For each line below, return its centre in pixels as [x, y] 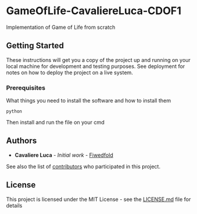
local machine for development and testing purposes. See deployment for [96, 66]
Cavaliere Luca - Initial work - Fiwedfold [64, 155]
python [14, 111]
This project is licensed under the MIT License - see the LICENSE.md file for [98, 199]
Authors [22, 141]
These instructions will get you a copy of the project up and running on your [98, 60]
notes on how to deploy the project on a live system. [70, 73]
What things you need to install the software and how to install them [88, 101]
